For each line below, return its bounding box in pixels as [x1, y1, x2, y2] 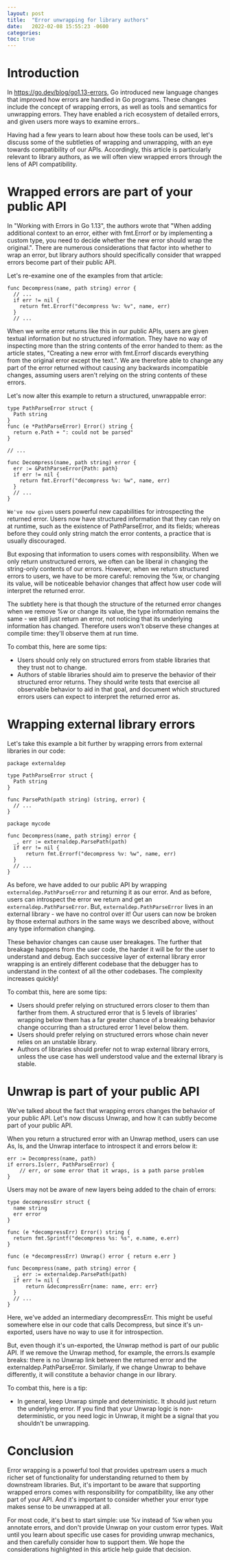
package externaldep [7, 760, 67, 767]
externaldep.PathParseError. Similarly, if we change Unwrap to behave [7, 1363, 207, 1371]
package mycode [7, 820, 51, 827]
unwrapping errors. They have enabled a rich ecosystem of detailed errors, [7, 110, 220, 118]
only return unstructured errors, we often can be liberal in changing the [7, 557, 208, 565]
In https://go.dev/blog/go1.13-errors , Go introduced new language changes [7, 88, 218, 96]
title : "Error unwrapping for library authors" [7, 17, 149, 23]
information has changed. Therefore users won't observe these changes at [7, 622, 220, 630]
